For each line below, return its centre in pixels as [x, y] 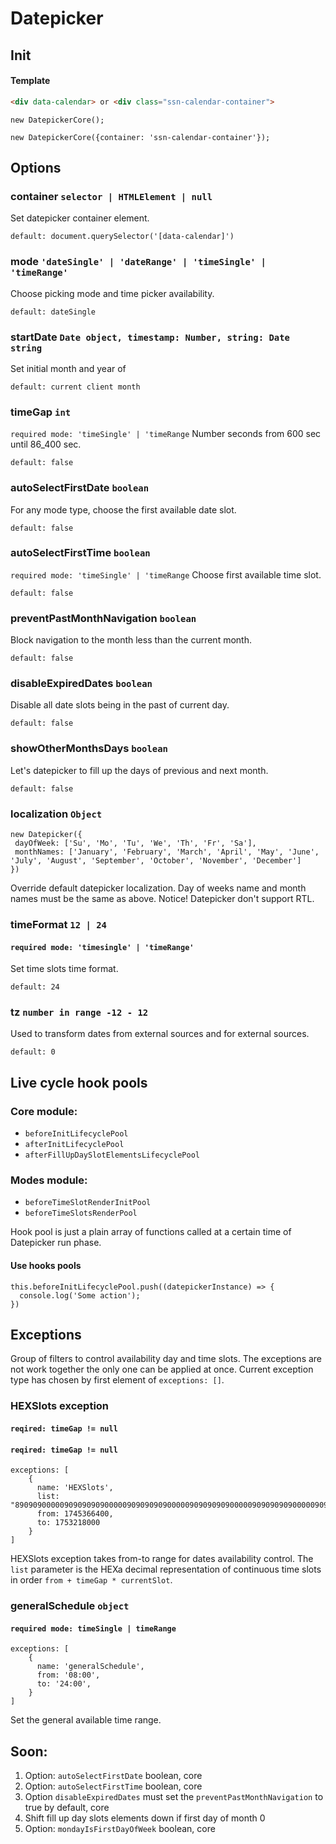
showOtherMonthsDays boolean [89, 749]
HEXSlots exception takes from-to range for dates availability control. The [162, 1559]
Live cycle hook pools [79, 1082]
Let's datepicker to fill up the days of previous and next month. [139, 770]
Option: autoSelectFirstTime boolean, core [113, 1786]
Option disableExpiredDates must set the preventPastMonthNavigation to [174, 1797]
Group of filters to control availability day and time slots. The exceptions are [166, 1359]
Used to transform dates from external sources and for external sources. [160, 1034]
